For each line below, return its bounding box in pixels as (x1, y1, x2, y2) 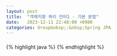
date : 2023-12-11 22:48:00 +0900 (6, 19, 93, 25)
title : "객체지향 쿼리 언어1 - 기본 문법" (6, 14, 99, 20)
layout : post (6, 8, 38, 14)
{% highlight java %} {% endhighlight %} (6, 44, 104, 51)
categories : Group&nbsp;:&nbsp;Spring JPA (6, 24, 111, 31)
